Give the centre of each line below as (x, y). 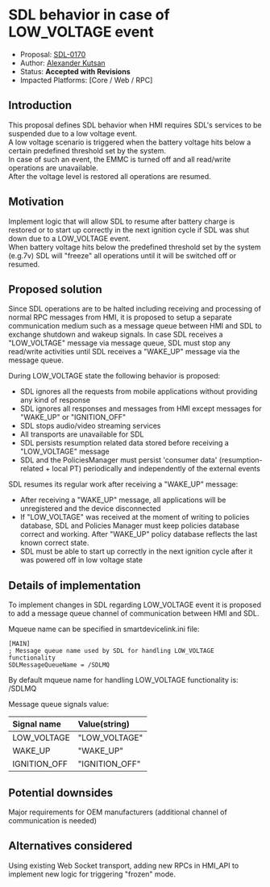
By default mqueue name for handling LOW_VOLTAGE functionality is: (124, 680)
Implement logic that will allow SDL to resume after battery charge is (122, 221)
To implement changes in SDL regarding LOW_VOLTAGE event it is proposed (135, 605)
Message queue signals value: (59, 705)
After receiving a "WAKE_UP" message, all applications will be (123, 500)
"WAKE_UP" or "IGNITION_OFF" (73, 417)
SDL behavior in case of (89, 15)
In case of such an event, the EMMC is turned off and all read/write (120, 159)
